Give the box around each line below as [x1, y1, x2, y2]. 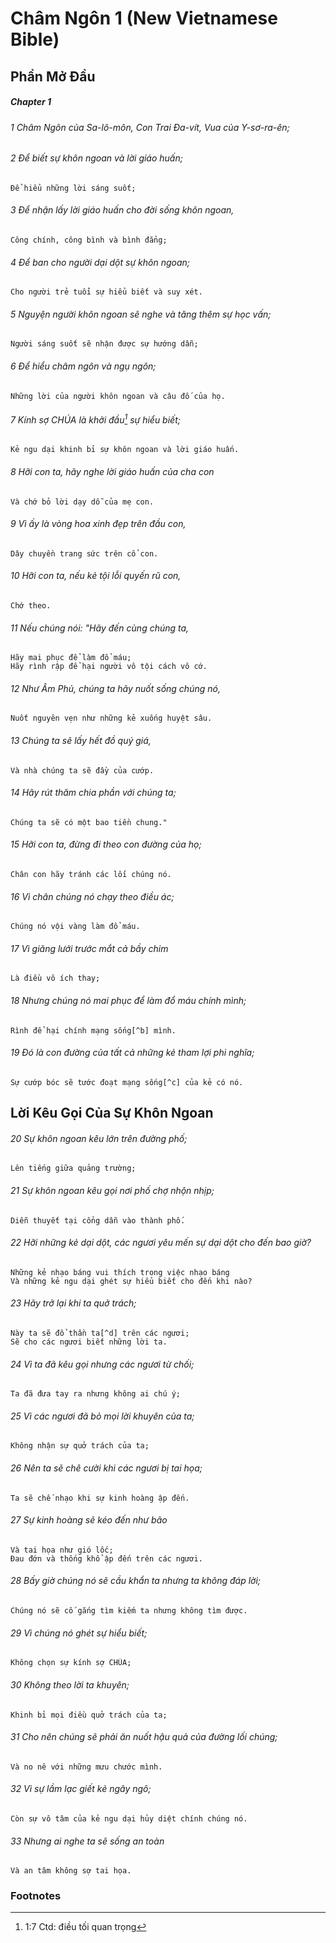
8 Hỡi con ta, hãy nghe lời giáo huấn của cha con [10, 466, 215, 478]
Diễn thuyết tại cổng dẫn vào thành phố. [10, 1215, 186, 1226]
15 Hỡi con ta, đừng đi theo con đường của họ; [10, 838, 202, 851]
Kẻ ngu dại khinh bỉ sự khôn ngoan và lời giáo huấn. [10, 445, 240, 455]
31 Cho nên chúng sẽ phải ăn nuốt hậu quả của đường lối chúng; [10, 1731, 278, 1743]
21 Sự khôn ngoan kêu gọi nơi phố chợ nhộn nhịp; [10, 1185, 215, 1197]
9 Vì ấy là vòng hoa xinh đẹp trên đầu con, [10, 518, 187, 530]
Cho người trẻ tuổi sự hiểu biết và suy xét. [10, 287, 203, 297]
